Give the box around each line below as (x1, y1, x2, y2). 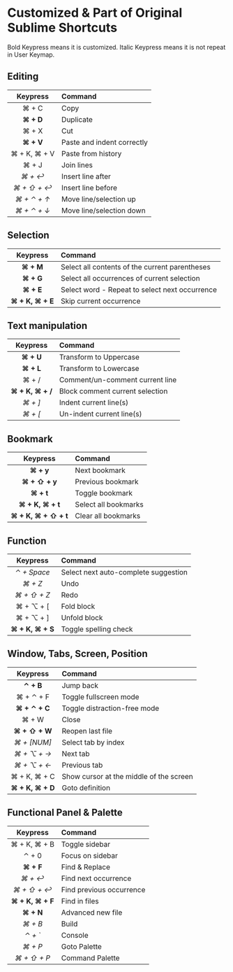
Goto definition (61, 782, 110, 792)
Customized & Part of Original (7, 5, 183, 21)
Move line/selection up (61, 194, 136, 204)
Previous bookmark (75, 477, 139, 487)
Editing (7, 71, 39, 83)
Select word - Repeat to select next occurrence (60, 285, 218, 295)
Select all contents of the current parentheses (60, 262, 211, 272)
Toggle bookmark (75, 488, 133, 498)
